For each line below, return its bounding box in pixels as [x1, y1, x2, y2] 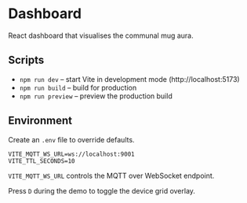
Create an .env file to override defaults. [8, 135, 135, 144]
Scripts [8, 54, 45, 67]
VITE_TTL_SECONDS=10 [8, 157, 76, 165]
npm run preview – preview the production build [19, 91, 173, 101]
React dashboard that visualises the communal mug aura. [8, 31, 194, 40]
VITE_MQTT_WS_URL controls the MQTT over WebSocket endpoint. [8, 171, 215, 180]
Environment [8, 114, 73, 127]
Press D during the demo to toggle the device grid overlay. [8, 186, 196, 195]
